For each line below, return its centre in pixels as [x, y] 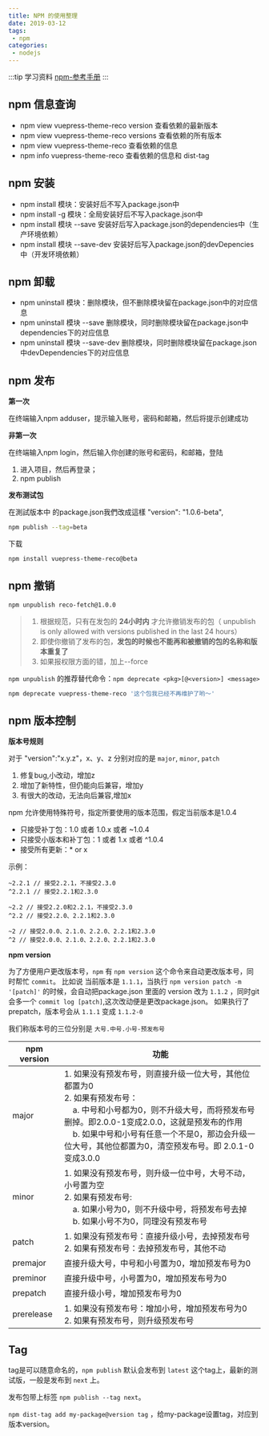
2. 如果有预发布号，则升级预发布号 [129, 1320]
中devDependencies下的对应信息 [74, 353]
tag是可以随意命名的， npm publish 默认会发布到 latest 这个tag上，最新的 [129, 1370]
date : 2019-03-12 [37, 23]
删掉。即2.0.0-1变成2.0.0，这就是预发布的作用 [153, 1122]
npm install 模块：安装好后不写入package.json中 [100, 204]
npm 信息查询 [42, 105]
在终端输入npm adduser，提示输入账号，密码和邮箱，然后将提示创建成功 [128, 419]
